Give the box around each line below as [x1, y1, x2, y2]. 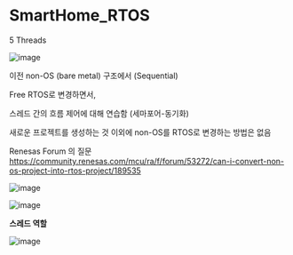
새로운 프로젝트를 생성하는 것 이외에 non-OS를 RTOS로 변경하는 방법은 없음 [9, 126, 272, 138]
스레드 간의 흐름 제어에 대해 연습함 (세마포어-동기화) [9, 108, 189, 118]
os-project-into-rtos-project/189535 [9, 165, 142, 176]
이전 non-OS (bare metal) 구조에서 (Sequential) [9, 70, 179, 81]
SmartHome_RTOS [9, 5, 151, 26]
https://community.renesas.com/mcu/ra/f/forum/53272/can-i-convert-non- [9, 155, 285, 166]
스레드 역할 [9, 218, 47, 228]
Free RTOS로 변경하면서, [9, 89, 96, 100]
